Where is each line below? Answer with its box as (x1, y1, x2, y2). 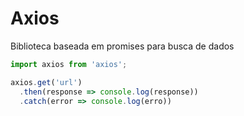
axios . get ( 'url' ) (10, 77, 83, 87)
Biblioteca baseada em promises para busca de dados (10, 40, 235, 52)
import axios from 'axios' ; (10, 59, 128, 69)
